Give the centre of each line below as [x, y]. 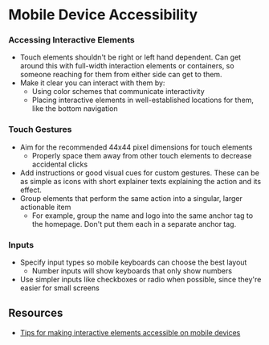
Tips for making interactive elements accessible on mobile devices [130, 332]
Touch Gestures [40, 129]
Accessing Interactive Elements [71, 40]
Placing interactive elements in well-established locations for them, [143, 100]
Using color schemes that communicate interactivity [118, 92]
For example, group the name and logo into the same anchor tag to [143, 216]
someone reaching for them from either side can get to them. [121, 75]
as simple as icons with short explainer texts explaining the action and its [141, 181]
